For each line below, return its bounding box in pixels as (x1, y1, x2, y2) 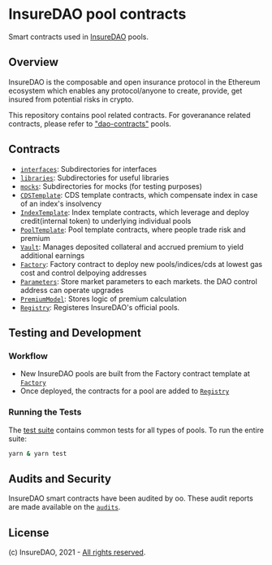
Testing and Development (8, 326, 142, 339)
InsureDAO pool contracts (8, 5, 187, 24)
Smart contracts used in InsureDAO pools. (8, 32, 149, 42)
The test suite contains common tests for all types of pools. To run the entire (8, 425, 264, 435)
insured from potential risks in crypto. (8, 94, 134, 104)
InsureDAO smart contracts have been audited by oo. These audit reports (8, 493, 253, 503)
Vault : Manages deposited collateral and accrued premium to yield (19, 242, 244, 252)
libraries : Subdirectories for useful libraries (19, 173, 170, 182)
